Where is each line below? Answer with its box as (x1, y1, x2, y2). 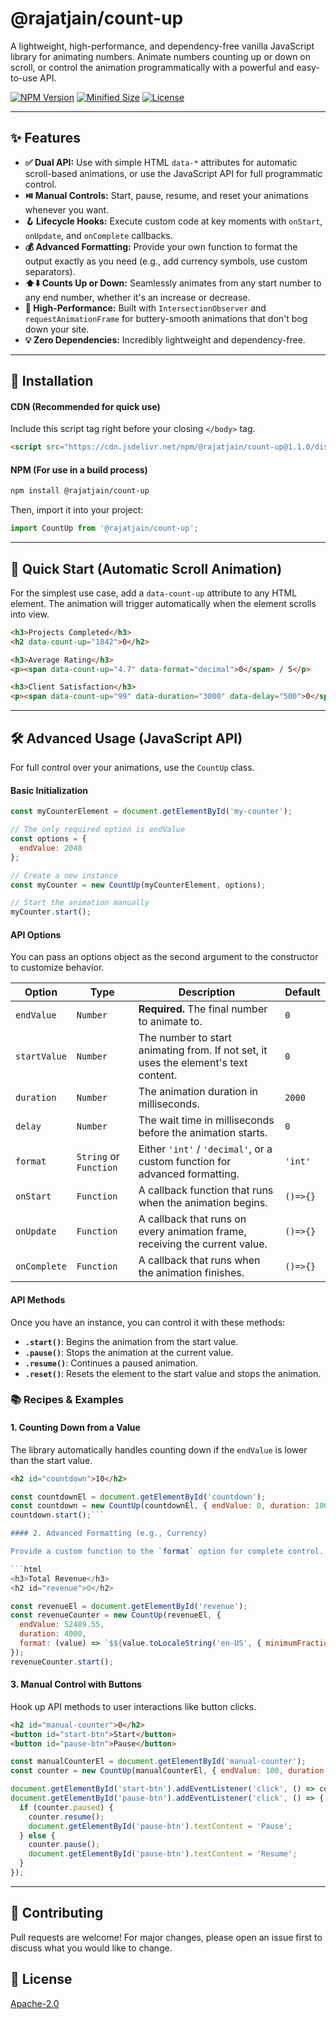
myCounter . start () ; (10, 907, 92, 917)
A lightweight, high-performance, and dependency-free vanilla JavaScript (10, 40, 315, 52)
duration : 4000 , (19, 1629, 87, 1639)
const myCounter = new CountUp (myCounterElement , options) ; (10, 880, 267, 890)
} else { (19, 1830, 56, 1841)
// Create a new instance (10, 870, 118, 881)
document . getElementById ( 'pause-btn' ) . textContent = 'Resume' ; (28, 1849, 298, 1859)
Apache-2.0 (10, 1997, 60, 2009)
